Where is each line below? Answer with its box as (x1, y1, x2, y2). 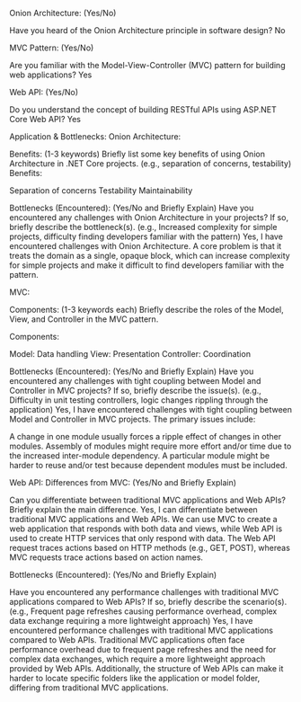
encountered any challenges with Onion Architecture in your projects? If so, (9, 212, 289, 223)
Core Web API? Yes (9, 114, 81, 124)
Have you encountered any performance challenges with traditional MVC (9, 587, 279, 597)
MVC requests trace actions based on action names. (9, 552, 204, 563)
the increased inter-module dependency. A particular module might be (9, 450, 270, 461)
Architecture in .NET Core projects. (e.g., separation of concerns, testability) (9, 158, 292, 169)
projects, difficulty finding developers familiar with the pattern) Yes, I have (9, 231, 283, 242)
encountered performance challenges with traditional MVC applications (9, 625, 274, 635)
